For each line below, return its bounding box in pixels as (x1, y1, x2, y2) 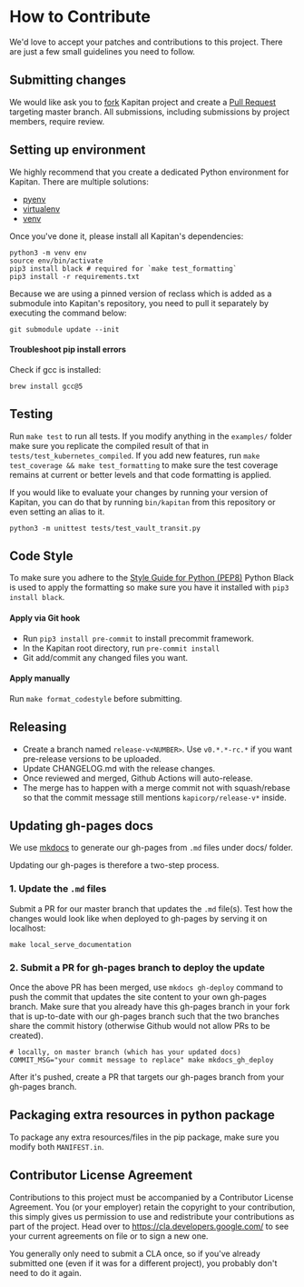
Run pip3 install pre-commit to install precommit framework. (22, 633, 254, 643)
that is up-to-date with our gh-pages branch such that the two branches (9, 1011, 279, 1022)
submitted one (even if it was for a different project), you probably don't (9, 1257, 278, 1269)
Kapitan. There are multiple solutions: (9, 175, 150, 187)
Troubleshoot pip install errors (9, 344, 127, 355)
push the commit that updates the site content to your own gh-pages (9, 992, 268, 1003)
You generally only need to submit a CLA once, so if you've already (9, 1248, 260, 1259)
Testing (9, 406, 54, 422)
